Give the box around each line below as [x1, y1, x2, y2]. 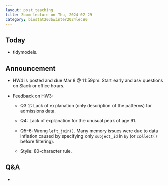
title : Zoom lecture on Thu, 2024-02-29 [5, 12, 93, 17]
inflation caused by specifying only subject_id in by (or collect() [20, 133, 158, 139]
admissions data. [20, 108, 56, 114]
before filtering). [20, 138, 55, 144]
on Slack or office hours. [12, 83, 65, 89]
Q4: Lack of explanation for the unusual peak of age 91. [20, 118, 137, 123]
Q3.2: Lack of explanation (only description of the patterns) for [20, 103, 152, 108]
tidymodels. [12, 49, 38, 55]
